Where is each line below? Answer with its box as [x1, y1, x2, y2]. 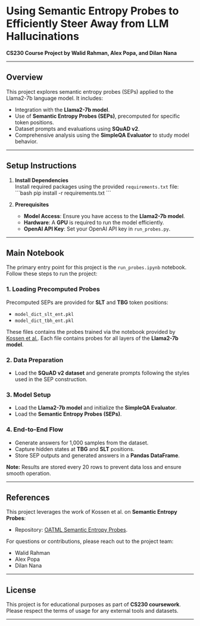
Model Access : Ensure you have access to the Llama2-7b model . [23, 212, 186, 219]
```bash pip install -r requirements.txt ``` [14, 189, 111, 197]
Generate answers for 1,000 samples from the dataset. [14, 439, 149, 446]
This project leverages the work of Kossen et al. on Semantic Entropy [6, 508, 177, 515]
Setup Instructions [6, 161, 77, 171]
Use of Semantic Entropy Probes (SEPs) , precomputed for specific [14, 112, 180, 119]
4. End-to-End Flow [6, 425, 64, 434]
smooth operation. [6, 469, 52, 477]
